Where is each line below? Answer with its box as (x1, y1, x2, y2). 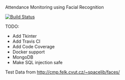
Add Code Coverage (12, 44, 55, 49)
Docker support (12, 49, 45, 55)
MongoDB (12, 54, 33, 60)
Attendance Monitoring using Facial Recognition (5, 4, 104, 10)
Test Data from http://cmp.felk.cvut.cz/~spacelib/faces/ (5, 69, 120, 75)
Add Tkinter (12, 33, 37, 39)
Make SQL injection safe (12, 60, 63, 65)
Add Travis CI (12, 38, 41, 44)
